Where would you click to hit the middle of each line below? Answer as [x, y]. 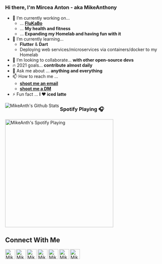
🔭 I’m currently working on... [41, 18]
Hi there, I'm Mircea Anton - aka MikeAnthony [61, 7]
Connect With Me [33, 240]
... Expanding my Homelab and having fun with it [70, 34]
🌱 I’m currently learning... [38, 39]
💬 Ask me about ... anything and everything [57, 71]
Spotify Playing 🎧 [82, 109]
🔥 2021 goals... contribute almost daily [52, 65]
